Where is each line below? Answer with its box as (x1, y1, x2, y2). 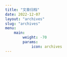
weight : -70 (22, 35, 47, 40)
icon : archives (31, 44, 63, 49)
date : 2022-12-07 (5, 12, 41, 17)
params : (22, 40, 38, 45)
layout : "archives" (5, 16, 45, 21)
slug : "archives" (5, 21, 41, 26)
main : (14, 30, 25, 35)
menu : (5, 26, 16, 31)
